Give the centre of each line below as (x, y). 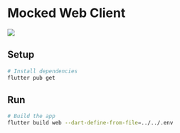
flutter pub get (31, 78)
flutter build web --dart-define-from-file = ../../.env (90, 123)
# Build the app (31, 116)
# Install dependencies (43, 71)
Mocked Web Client (67, 13)
